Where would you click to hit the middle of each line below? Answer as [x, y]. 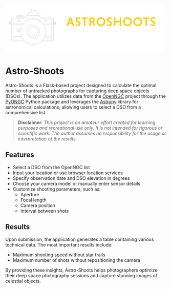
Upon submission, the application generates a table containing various [80, 239]
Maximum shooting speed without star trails [59, 255]
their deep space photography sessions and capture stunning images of [81, 275]
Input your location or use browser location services [68, 173]
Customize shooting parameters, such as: [57, 189]
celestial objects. [23, 281]
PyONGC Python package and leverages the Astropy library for [72, 101]
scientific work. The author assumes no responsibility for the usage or [92, 133]
